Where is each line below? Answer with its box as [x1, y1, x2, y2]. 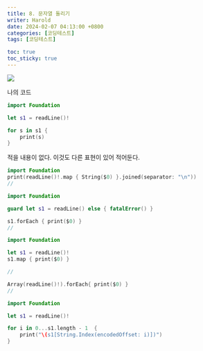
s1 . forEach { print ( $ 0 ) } [7, 218, 82, 225]
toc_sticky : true [7, 55, 58, 63]
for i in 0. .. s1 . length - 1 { [7, 325, 98, 332]
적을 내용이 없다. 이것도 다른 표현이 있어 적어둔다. [7, 154, 141, 162]
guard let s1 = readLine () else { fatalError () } [7, 205, 154, 212]
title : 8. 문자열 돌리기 [7, 10, 71, 17]
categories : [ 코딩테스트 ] [7, 29, 75, 37]
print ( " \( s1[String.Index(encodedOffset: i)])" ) [19, 332, 163, 338]
